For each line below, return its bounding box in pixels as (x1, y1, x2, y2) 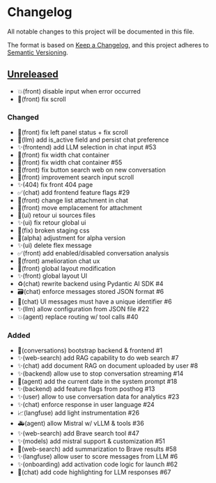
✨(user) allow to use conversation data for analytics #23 (17, 392, 180, 401)
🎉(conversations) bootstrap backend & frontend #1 (17, 346, 162, 355)
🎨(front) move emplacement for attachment (17, 204, 143, 212)
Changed (7, 112, 40, 122)
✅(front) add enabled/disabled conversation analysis (17, 249, 169, 258)
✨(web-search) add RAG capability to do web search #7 (17, 354, 179, 362)
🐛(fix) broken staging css (17, 226, 90, 235)
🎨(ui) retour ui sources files (17, 211, 96, 220)
